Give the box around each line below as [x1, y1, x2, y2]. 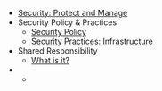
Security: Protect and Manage [17, 8, 128, 18]
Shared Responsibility [17, 45, 98, 56]
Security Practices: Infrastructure [30, 36, 153, 46]
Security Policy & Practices [17, 17, 117, 28]
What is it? [30, 55, 69, 65]
